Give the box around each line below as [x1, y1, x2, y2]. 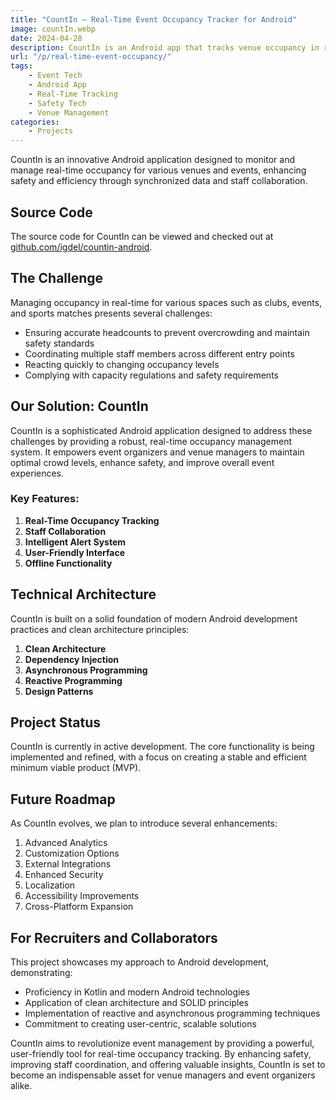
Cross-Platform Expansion [24, 901, 134, 913]
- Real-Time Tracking [28, 89, 118, 99]
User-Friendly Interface [24, 546, 125, 558]
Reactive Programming [24, 674, 123, 686]
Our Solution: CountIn [10, 398, 149, 415]
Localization [24, 879, 76, 891]
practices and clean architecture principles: [10, 623, 190, 635]
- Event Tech [28, 71, 83, 81]
